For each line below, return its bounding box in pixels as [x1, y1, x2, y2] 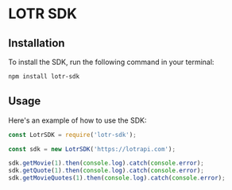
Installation [8, 36, 65, 50]
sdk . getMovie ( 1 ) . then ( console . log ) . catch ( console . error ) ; [8, 159, 204, 167]
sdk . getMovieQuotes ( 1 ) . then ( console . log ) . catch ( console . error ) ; [8, 174, 226, 182]
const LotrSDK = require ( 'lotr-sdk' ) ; [8, 131, 137, 139]
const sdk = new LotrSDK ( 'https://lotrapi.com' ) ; [8, 145, 176, 153]
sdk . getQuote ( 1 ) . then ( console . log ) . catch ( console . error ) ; [8, 167, 204, 175]
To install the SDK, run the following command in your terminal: [8, 57, 215, 66]
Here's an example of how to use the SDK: [8, 116, 147, 125]
